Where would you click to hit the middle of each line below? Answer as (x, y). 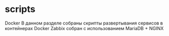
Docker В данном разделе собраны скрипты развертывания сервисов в (84, 23)
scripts (20, 9)
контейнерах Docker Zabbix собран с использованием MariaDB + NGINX (84, 28)
